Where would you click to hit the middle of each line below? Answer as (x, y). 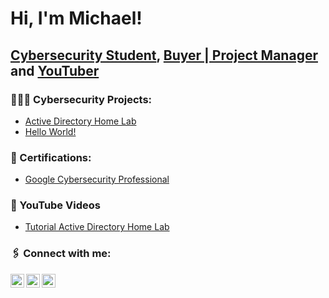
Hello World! (50, 131)
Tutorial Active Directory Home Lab (97, 227)
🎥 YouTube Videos (55, 205)
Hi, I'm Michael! (76, 18)
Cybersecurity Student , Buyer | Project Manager (164, 55)
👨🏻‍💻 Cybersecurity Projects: (81, 99)
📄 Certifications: (51, 157)
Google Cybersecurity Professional (97, 179)
